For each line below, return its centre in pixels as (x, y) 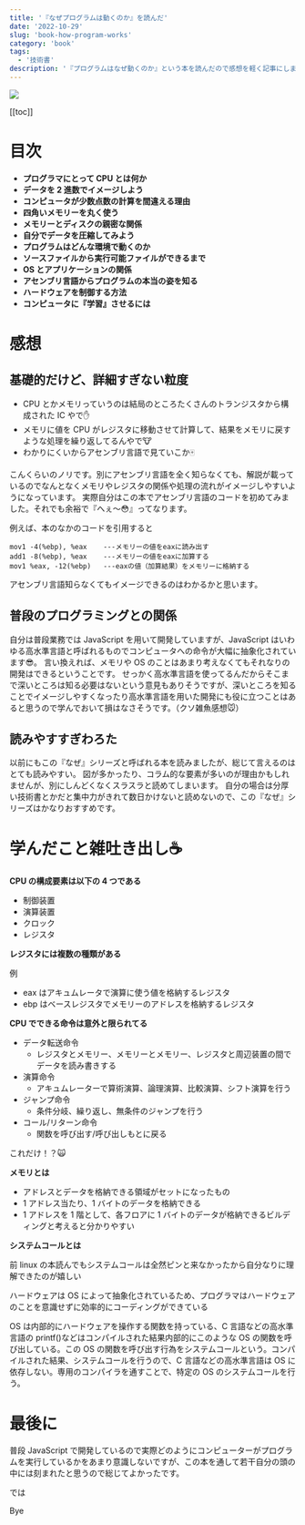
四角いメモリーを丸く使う (71, 212)
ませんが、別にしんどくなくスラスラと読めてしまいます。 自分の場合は (141, 785)
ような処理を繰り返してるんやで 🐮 (87, 440)
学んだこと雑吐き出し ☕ (96, 849)
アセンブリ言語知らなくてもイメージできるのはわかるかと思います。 (136, 584)
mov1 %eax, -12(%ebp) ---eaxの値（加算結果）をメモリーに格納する (130, 566)
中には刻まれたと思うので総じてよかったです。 (97, 1473)
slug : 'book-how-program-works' (71, 35)
